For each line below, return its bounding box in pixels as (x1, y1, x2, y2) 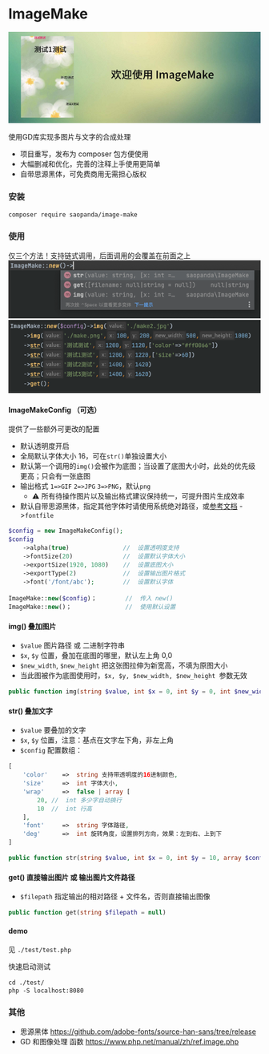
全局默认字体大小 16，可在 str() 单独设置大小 (19, 451, 167, 461)
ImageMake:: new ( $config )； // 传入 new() (8, 595, 174, 603)
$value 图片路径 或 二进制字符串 (19, 640, 126, 650)
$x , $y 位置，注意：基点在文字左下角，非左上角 (19, 735, 175, 745)
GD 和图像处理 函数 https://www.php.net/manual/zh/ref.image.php (19, 1036, 239, 1046)
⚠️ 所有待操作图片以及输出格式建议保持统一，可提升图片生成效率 (31, 491, 245, 501)
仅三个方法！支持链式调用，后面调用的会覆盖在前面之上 (8, 250, 191, 260)
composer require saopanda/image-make (8, 211, 138, 219)
